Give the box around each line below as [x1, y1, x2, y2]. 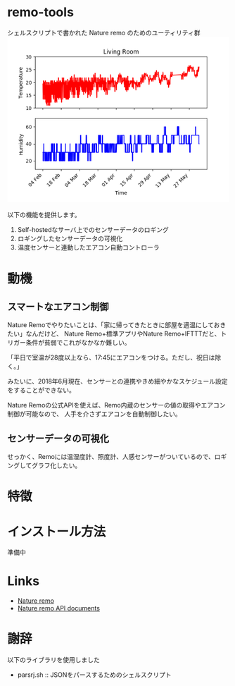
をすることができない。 [7, 386, 75, 395]
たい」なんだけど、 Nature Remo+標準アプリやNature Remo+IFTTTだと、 [7, 329, 221, 338]
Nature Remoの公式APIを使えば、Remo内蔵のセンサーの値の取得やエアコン [7, 401, 227, 410]
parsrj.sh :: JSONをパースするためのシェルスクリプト [17, 670, 172, 679]
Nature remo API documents [17, 604, 101, 613]
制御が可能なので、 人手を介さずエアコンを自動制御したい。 [7, 410, 182, 418]
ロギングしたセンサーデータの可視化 [17, 234, 123, 243]
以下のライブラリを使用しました [7, 656, 100, 664]
